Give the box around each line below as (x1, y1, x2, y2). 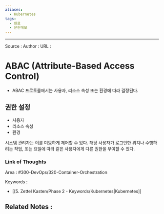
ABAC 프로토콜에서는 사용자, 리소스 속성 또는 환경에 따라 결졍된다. (12, 87, 139, 93)
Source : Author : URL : (5, 43, 51, 49)
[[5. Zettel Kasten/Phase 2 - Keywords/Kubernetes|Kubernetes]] (12, 189, 142, 194)
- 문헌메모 (9, 25, 28, 30)
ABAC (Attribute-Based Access (5, 61, 135, 71)
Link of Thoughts (5, 158, 46, 165)
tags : (5, 16, 16, 21)
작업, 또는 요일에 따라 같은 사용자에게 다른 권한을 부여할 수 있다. (14, 146, 135, 151)
